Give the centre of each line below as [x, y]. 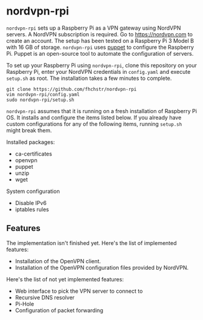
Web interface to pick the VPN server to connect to [79, 291]
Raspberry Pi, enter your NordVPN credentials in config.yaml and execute [98, 71]
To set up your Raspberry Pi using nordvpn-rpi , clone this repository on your [101, 65]
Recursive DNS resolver [45, 297]
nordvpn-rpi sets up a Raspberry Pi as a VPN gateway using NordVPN [94, 28]
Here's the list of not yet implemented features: [65, 279]
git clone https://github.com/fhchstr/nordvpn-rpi [72, 89]
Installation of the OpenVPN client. [58, 261]
